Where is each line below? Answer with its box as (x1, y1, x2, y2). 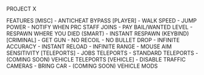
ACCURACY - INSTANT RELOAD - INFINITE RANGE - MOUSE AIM (6, 43, 172, 50)
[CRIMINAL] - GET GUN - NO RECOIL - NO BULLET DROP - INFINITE (6, 37, 180, 43)
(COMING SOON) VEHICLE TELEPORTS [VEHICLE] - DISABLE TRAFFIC (6, 56, 186, 63)
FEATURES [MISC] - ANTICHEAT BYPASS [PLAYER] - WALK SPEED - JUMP (6, 17, 197, 24)
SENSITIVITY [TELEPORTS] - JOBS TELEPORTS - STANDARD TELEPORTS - (6, 49, 198, 57)
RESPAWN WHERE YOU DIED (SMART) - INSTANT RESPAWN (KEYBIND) (6, 30, 189, 37)
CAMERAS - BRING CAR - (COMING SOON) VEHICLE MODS (6, 62, 158, 70)
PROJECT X (6, 5, 37, 12)
